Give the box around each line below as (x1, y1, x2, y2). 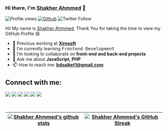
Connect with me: (5, 78, 62, 87)
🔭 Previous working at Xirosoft (12, 40, 76, 46)
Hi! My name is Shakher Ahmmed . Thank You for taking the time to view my (5, 25, 161, 31)
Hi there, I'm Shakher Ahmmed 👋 (5, 4, 86, 11)
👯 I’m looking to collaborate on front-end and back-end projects (12, 51, 146, 57)
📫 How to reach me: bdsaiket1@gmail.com (12, 62, 103, 68)
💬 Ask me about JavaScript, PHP (12, 56, 81, 62)
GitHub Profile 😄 (5, 31, 40, 37)
